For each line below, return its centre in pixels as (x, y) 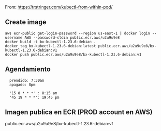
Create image (26, 22)
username (14, 37)
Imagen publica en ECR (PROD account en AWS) (79, 112)
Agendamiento (28, 69)
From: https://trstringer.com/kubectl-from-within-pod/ (59, 7)
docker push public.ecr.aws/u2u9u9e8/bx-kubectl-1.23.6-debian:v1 (73, 54)
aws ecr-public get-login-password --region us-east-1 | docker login (78, 33)
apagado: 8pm (22, 85)
